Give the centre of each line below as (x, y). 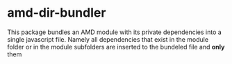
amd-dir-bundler (57, 13)
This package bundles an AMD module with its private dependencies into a (115, 32)
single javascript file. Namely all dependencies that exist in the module (108, 39)
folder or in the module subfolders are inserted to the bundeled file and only (116, 47)
